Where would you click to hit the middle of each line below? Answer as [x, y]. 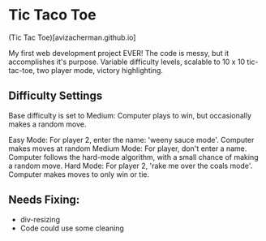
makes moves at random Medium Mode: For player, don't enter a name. [128, 148]
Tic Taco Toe [52, 15]
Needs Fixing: [44, 200]
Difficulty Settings [56, 96]
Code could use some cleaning [72, 228]
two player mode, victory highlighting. [100, 70]
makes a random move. [47, 124]
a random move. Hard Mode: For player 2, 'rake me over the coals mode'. [131, 166]
